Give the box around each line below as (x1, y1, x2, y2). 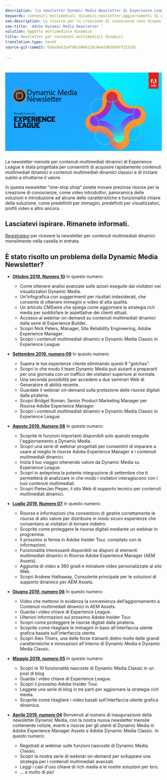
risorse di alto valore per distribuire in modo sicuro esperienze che (19, 516, 156, 522)
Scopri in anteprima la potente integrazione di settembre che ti (19, 470, 148, 476)
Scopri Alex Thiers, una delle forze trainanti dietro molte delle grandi (19, 635, 160, 642)
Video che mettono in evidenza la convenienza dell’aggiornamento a (19, 598, 160, 604)
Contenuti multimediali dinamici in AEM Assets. (19, 604, 116, 610)
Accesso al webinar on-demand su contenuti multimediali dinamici (19, 315, 156, 321)
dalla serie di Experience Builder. (19, 320, 87, 326)
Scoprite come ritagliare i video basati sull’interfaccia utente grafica (19, 697, 159, 703)
